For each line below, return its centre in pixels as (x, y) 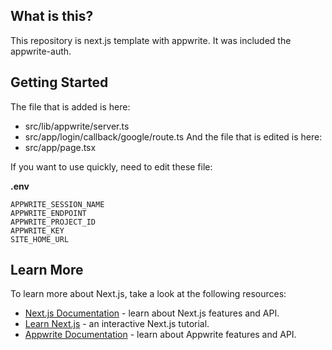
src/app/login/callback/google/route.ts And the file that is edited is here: (173, 136)
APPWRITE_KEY (37, 230)
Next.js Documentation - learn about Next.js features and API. (152, 313)
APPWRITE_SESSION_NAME (57, 204)
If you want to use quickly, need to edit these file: (111, 166)
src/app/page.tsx (60, 147)
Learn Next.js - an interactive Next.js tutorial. (117, 324)
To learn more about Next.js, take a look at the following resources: (148, 294)
